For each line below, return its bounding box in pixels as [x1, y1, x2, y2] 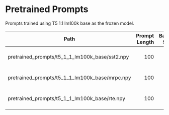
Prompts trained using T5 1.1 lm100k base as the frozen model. [5, 20, 134, 26]
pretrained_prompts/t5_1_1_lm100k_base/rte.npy [8, 95, 126, 102]
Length [136, 38, 154, 45]
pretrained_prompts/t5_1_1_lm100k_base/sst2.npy [8, 53, 129, 60]
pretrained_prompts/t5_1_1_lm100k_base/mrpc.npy [8, 74, 132, 81]
